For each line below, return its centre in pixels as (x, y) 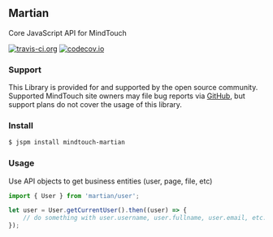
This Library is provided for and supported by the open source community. (133, 88)
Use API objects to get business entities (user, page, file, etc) (110, 181)
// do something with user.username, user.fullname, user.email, (136, 218)
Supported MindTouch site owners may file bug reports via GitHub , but (127, 96)
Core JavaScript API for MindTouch (68, 32)
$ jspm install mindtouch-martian (67, 142)
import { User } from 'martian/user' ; (74, 196)
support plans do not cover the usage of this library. (95, 105)
